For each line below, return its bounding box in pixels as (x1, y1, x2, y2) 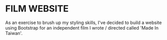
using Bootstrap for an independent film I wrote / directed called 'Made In (5, 24, 159, 30)
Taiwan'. (5, 30, 23, 36)
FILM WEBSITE (5, 3, 69, 14)
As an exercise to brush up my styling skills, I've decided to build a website (5, 19, 162, 25)
